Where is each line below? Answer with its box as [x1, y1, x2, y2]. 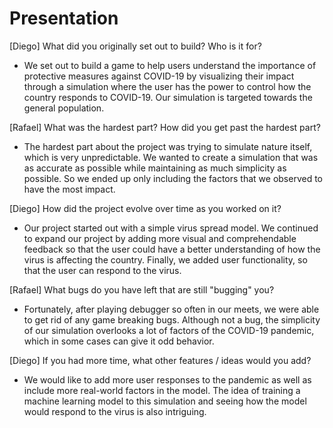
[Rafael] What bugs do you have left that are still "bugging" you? [9, 283, 275, 296]
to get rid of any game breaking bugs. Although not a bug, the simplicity [23, 313, 321, 326]
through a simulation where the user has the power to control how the [23, 80, 312, 92]
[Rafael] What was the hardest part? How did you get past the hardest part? [9, 121, 321, 133]
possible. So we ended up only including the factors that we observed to [23, 172, 323, 184]
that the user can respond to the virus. [23, 264, 182, 276]
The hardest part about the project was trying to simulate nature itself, [23, 140, 313, 152]
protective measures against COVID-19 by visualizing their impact [23, 70, 295, 82]
